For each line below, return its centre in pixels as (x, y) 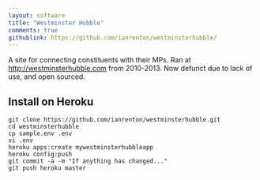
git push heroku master (47, 168)
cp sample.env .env (40, 134)
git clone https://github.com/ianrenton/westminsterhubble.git (115, 120)
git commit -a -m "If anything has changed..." (88, 161)
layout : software (37, 15)
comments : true (33, 30)
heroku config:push (40, 155)
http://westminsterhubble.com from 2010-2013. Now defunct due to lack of (130, 69)
